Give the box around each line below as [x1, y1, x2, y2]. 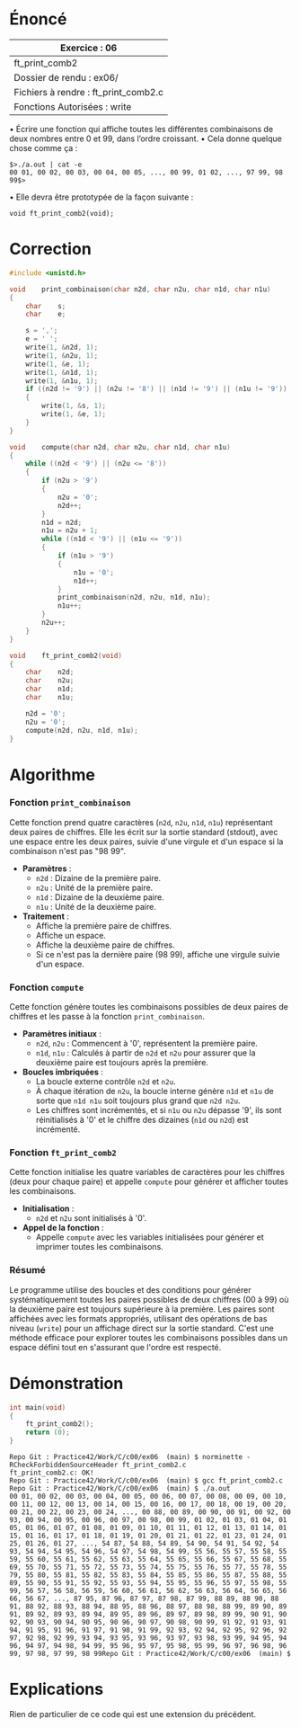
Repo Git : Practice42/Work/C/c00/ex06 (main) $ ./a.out [9, 1484, 231, 1493]
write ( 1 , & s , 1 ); [41, 401, 106, 411]
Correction [9, 239, 92, 260]
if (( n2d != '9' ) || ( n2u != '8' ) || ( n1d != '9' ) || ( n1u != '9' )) [25, 385, 287, 394]
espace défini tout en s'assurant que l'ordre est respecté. [9, 1341, 222, 1352]
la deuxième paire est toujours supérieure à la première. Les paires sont [9, 1304, 275, 1314]
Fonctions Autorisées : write [13, 100, 132, 112]
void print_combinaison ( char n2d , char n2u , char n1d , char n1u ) [9, 284, 271, 294]
